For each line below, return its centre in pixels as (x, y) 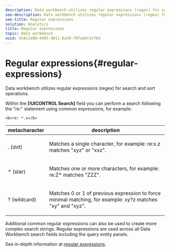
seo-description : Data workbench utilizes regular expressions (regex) (82, 15)
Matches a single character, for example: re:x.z (105, 143)
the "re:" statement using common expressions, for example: (69, 109)
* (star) (17, 171)
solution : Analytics (27, 24)
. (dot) (15, 147)
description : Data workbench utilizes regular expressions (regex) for (82, 10)
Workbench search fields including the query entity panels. (67, 234)
